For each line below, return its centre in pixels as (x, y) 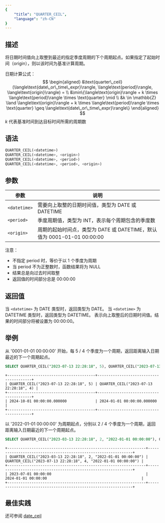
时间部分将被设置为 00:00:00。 (45, 321)
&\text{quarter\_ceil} (102, 82)
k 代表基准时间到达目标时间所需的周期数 (46, 122)
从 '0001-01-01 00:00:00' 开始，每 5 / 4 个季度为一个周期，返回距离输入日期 (82, 351)
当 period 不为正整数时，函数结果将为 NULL (56, 267)
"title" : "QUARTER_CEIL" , (41, 14)
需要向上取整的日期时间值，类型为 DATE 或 (87, 205)
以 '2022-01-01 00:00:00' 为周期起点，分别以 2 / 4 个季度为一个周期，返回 (81, 424)
